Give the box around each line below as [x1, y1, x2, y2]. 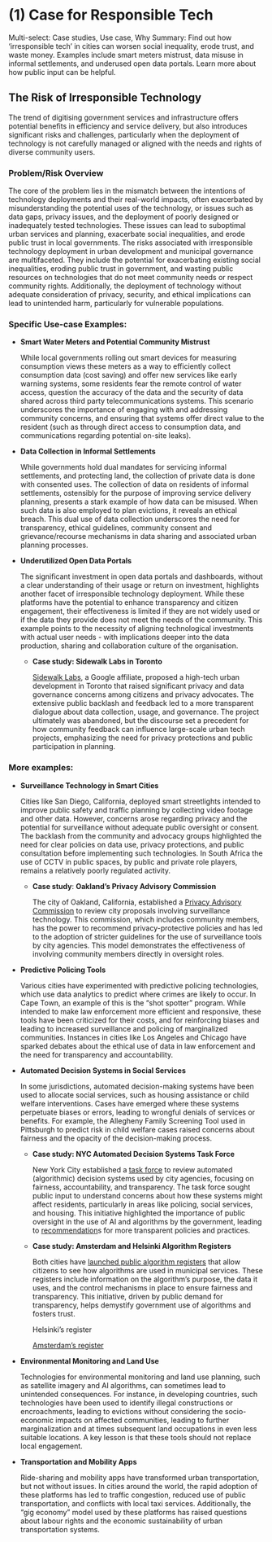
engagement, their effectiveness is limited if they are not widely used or [19, 607, 261, 616]
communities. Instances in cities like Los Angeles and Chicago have [19, 1032, 247, 1042]
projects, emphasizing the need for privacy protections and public [32, 733, 253, 743]
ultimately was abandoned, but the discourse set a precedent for [32, 716, 249, 725]
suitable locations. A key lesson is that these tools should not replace [19, 1432, 252, 1442]
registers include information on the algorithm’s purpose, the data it [32, 1274, 258, 1284]
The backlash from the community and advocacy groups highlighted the [19, 830, 262, 840]
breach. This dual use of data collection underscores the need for [19, 515, 240, 524]
